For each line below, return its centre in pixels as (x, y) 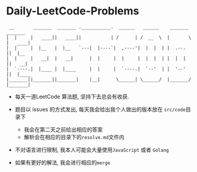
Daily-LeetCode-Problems (73, 11)
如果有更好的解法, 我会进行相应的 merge (63, 162)
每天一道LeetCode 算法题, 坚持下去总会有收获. (72, 96)
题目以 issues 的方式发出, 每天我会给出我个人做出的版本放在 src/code (100, 109)
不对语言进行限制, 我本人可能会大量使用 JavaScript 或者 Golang (92, 150)
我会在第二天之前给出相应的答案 (63, 129)
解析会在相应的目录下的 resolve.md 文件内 (74, 137)
